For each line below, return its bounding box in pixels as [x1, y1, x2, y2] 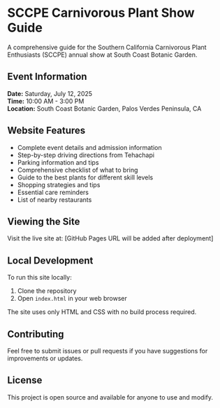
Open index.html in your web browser [17, 294, 127, 303]
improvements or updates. [7, 354, 83, 362]
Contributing [7, 328, 64, 340]
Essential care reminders [17, 188, 89, 196]
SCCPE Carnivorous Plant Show [7, 5, 195, 21]
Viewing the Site [7, 215, 80, 227]
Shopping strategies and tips [17, 180, 101, 189]
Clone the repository [17, 287, 77, 295]
